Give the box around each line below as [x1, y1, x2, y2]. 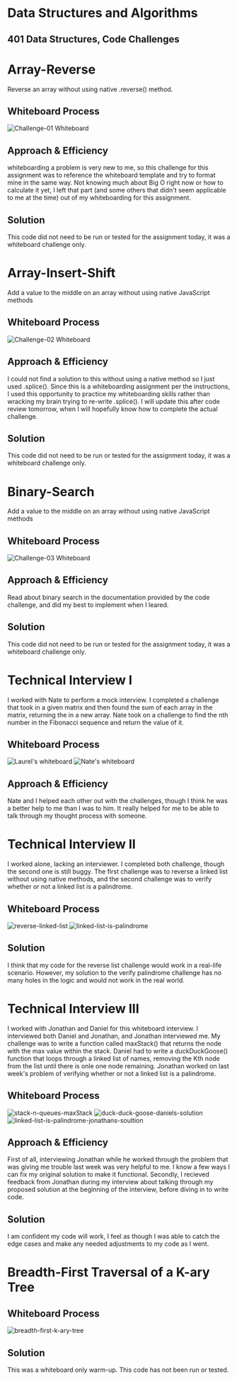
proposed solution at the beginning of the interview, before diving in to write [7, 1185, 229, 1194]
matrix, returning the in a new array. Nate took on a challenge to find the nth [7, 710, 229, 719]
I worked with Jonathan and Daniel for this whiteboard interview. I [7, 1024, 198, 1032]
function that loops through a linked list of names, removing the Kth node [7, 1054, 221, 1063]
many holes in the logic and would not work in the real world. [7, 976, 185, 984]
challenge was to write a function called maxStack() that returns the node [7, 1039, 221, 1048]
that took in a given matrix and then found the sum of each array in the [7, 703, 214, 712]
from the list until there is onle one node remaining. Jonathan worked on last [7, 1061, 230, 1070]
